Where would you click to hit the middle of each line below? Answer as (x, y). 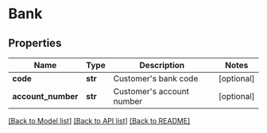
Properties (35, 43)
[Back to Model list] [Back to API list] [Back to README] (99, 121)
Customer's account (151, 91)
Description (162, 65)
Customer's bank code (156, 78)
